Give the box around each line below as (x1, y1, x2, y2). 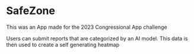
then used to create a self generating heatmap (6, 41, 120, 48)
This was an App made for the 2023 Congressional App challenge (6, 23, 167, 31)
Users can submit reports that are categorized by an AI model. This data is (6, 35, 188, 42)
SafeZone (6, 4, 55, 18)
